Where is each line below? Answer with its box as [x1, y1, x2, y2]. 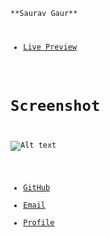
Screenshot [10, 97, 101, 116]
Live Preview [23, 42, 78, 52]
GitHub [23, 182, 51, 193]
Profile [23, 217, 55, 228]
